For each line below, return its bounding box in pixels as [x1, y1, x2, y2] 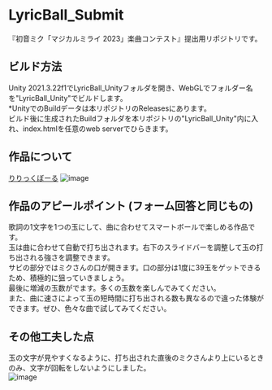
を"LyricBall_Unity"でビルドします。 [8, 93, 127, 103]
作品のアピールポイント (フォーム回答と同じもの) [8, 199, 254, 213]
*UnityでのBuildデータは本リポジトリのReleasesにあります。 [8, 103, 211, 113]
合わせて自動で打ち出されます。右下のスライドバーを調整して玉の [36, 243, 257, 252]
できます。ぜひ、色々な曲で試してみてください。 [8, 304, 171, 313]
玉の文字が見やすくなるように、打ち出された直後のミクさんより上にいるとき [8, 353, 265, 363]
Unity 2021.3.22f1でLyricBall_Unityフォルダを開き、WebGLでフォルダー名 [8, 83, 253, 93]
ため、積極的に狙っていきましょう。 [8, 273, 129, 283]
